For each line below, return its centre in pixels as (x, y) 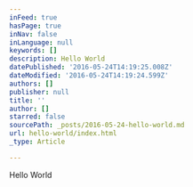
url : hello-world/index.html (63, 134)
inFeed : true (33, 17)
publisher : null (39, 92)
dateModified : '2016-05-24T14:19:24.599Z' (89, 76)
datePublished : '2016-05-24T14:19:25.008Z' (91, 68)
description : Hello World (57, 59)
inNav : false (33, 34)
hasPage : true (36, 26)
